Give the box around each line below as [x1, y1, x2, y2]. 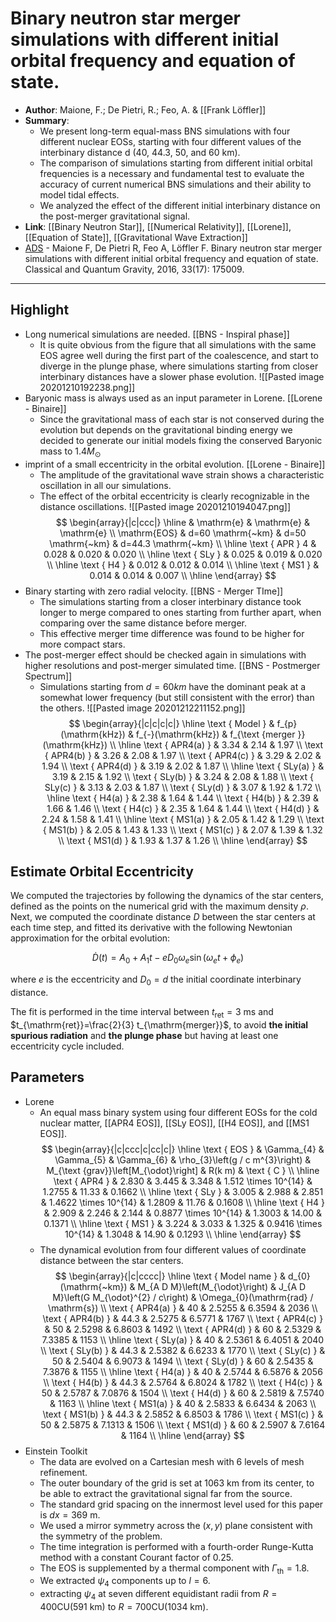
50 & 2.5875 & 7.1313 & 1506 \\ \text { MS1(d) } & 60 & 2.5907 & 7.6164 [40, 1418, 326, 1431]
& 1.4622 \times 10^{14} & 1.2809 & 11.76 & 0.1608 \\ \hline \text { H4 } [40, 1196, 325, 1208]
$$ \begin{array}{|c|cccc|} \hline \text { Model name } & [54, 1270, 287, 1282]
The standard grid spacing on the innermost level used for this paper [39, 1498, 324, 1510]
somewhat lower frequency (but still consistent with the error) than [39, 691, 315, 703]
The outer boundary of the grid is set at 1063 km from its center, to [39, 1477, 315, 1489]
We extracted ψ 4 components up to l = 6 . [39, 1575, 211, 1589]
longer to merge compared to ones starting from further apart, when [39, 606, 322, 618]
